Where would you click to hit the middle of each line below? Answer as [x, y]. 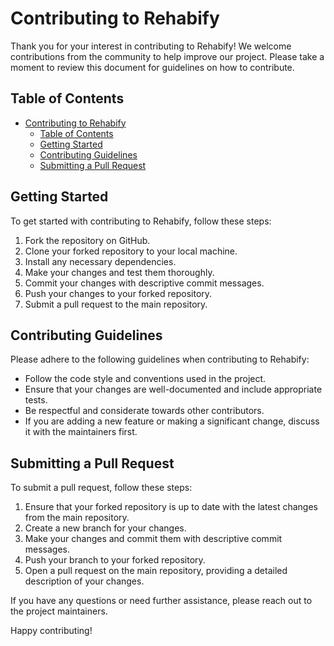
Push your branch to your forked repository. [115, 560]
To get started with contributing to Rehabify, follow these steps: [141, 221]
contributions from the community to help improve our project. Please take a [167, 56]
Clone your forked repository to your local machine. [131, 251]
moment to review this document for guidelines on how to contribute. [152, 67]
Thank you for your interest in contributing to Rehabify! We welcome [151, 46]
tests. [36, 400]
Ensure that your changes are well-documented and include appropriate [173, 389]
